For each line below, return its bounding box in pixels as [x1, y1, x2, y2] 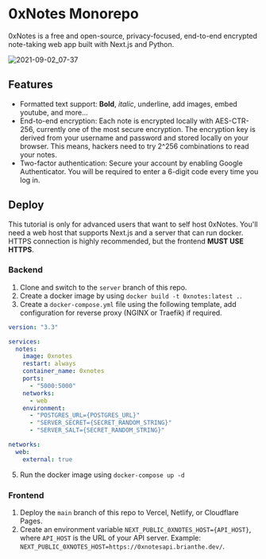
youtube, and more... [19, 107, 89, 117]
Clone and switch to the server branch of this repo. [19, 282, 187, 292]
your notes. [19, 149, 57, 159]
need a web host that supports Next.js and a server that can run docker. [8, 227, 244, 237]
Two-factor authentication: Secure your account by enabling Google [19, 158, 244, 168]
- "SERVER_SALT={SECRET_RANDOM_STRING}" [29, 426, 165, 434]
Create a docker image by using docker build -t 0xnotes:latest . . [19, 291, 242, 301]
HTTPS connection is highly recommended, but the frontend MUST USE [8, 236, 244, 246]
